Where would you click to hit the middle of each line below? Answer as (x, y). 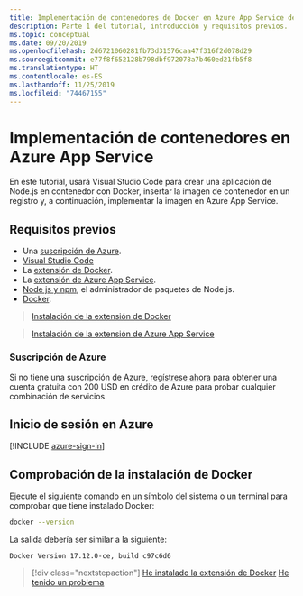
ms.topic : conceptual (50, 34)
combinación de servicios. (58, 396)
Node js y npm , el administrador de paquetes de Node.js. (128, 289)
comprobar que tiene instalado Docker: (82, 506)
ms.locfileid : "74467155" (58, 93)
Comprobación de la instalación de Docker (131, 474)
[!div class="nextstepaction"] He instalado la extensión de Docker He (160, 573)
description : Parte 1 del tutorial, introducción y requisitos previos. (149, 26)
